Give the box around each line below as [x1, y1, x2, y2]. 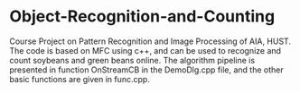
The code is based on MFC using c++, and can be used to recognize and [9, 45, 282, 55]
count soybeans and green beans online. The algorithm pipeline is [9, 55, 256, 65]
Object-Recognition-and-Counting [9, 6, 276, 27]
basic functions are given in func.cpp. [9, 73, 151, 84]
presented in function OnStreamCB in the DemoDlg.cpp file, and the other [9, 64, 284, 75]
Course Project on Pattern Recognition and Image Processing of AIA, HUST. [9, 36, 292, 46]
